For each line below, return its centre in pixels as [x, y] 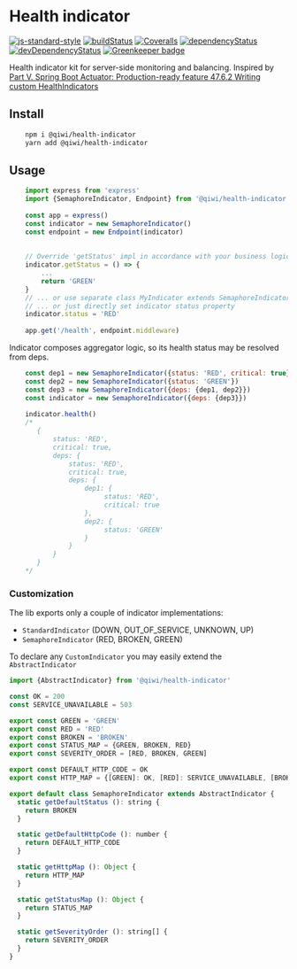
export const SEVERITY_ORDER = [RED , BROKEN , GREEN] [108, 754]
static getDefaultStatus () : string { [89, 802]
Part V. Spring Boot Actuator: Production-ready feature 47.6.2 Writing [135, 76]
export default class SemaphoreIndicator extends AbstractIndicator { [142, 794]
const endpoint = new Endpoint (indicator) [104, 232]
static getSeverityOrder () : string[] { [92, 932]
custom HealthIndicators [54, 86]
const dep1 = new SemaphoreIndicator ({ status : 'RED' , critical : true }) [160, 374]
